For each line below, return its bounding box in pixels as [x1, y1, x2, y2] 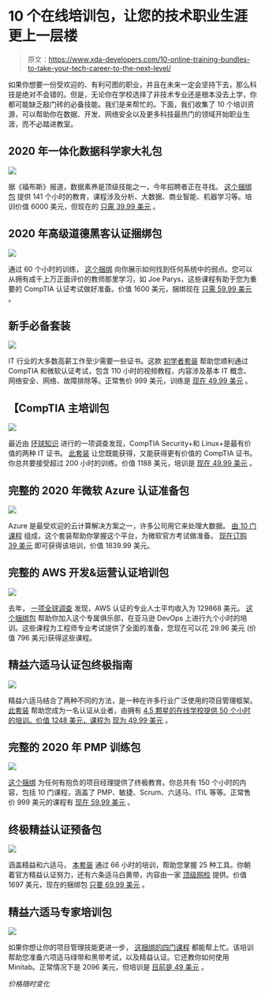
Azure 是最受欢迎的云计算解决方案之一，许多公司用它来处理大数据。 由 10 [8, 521, 248, 530]
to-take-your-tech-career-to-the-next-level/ [27, 63, 171, 73]
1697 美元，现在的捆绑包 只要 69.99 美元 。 [8, 880, 149, 889]
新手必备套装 [8, 319, 71, 332]
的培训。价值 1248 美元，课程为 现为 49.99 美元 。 [8, 715, 173, 725]
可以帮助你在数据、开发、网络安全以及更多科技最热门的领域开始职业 [21, 109, 243, 118]
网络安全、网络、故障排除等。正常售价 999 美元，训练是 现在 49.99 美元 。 [8, 376, 252, 385]
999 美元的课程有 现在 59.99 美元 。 [17, 798, 135, 807]
